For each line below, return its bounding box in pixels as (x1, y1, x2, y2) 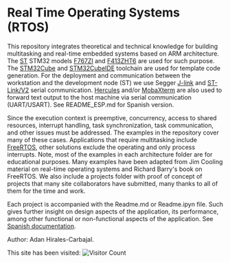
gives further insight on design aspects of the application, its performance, (7, 207, 219, 216)
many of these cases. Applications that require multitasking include (7, 135, 198, 144)
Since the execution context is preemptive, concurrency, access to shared (7, 113, 218, 122)
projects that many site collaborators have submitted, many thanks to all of (7, 179, 218, 187)
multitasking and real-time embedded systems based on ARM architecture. (7, 49, 220, 58)
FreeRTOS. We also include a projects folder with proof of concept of (7, 172, 203, 180)
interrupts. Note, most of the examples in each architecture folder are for (7, 150, 213, 159)
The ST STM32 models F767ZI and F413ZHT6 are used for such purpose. (7, 56, 215, 65)
